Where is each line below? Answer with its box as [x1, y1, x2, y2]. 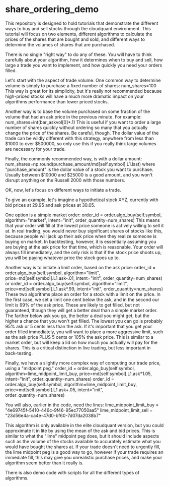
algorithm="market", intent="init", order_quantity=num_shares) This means [5, 217, 160, 223]
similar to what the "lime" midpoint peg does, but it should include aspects [5, 433, 159, 439]
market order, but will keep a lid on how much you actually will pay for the [5, 339, 158, 345]
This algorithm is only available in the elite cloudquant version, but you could [5, 422, 164, 428]
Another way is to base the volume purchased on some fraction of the [5, 108, 150, 114]
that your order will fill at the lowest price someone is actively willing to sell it [5, 222, 164, 228]
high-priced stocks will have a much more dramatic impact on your [5, 93, 144, 99]
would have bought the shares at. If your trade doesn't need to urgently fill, [5, 444, 161, 450]
